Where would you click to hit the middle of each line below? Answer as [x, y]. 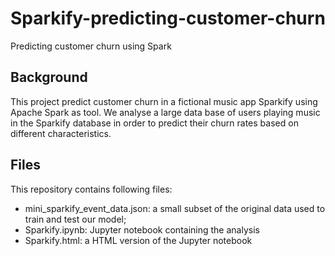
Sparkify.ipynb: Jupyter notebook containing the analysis [142, 229]
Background [49, 77]
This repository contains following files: [91, 189]
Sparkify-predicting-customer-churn [168, 18]
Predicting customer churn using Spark [91, 46]
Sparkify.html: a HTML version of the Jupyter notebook [138, 240]
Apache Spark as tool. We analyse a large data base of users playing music [165, 112]
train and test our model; [75, 219]
